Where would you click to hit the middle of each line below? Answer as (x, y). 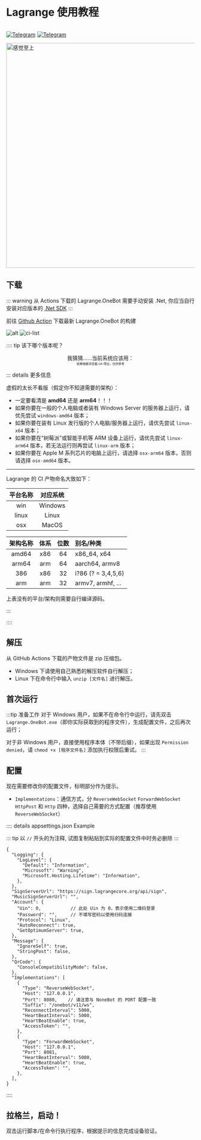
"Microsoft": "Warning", (53, 871)
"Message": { (28, 941)
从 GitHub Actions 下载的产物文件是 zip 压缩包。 (66, 658)
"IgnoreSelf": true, (42, 946)
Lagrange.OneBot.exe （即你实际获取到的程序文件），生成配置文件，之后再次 (99, 722)
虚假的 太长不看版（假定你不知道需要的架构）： (63, 387)
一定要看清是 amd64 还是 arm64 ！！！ (63, 400)
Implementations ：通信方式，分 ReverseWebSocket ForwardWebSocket (98, 799)
